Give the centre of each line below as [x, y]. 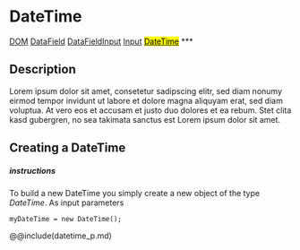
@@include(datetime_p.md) [60, 236]
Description [43, 69]
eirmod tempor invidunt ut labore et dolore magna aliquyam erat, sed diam [146, 100]
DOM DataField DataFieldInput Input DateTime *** [101, 41]
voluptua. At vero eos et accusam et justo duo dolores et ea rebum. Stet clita [150, 110]
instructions [33, 170]
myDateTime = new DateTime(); [66, 220]
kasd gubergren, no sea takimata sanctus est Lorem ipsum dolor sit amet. [145, 119]
